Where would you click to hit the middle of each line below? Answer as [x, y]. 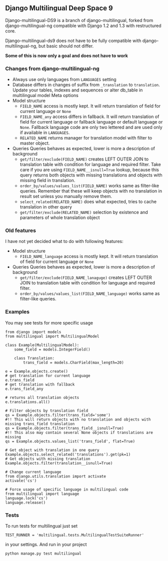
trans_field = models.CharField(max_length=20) [73, 362]
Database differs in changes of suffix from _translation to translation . [86, 85]
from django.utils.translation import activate [56, 476]
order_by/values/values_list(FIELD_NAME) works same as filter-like [89, 186]
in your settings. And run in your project [46, 544]
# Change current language [33, 472]
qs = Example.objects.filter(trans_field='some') [58, 415]
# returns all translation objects [42, 397]
